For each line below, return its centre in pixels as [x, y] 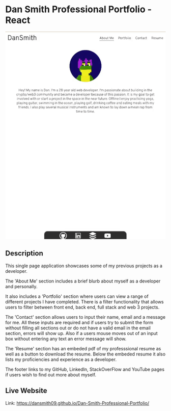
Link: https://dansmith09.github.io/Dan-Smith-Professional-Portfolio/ [77, 403]
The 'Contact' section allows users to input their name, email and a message [85, 317]
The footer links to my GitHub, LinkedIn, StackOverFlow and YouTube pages [85, 369]
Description [24, 253]
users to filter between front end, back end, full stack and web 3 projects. [82, 307]
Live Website [26, 391]
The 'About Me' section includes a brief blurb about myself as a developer [83, 281]
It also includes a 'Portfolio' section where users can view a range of [77, 296]
